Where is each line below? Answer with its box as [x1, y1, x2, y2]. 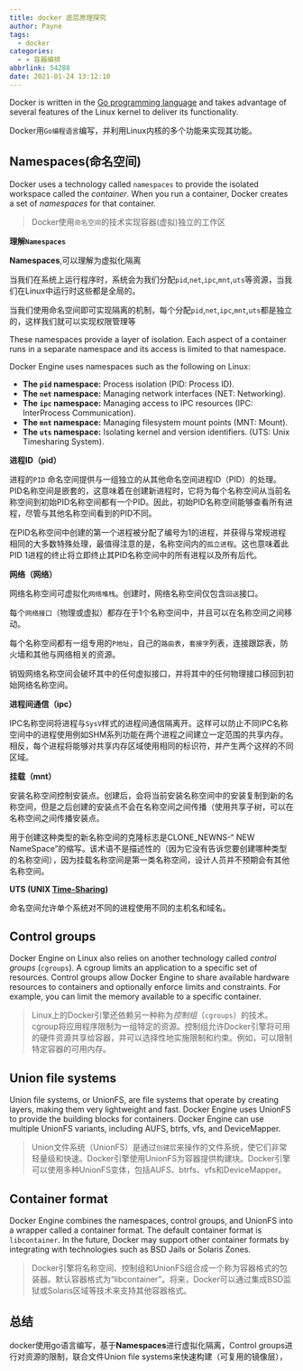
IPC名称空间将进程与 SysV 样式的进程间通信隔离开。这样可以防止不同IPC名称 [9, 717, 289, 728]
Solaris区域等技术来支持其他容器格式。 [47, 1285, 192, 1296]
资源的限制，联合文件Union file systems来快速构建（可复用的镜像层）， [24, 1351, 288, 1362]
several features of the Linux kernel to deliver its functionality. [9, 106, 239, 117]
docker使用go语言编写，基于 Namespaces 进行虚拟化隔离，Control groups [9, 1339, 286, 1350]
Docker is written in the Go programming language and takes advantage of [9, 97, 287, 107]
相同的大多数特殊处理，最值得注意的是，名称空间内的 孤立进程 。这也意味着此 [9, 538, 289, 549]
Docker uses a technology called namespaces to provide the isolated [9, 178, 259, 190]
